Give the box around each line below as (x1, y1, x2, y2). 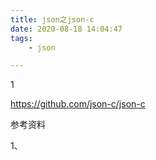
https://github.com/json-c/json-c (10, 98, 146, 110)
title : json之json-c (10, 14, 95, 25)
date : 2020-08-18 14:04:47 (10, 24, 123, 34)
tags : (10, 33, 33, 43)
